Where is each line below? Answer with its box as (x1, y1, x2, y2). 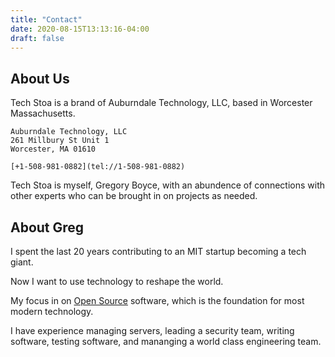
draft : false (10, 33, 65, 43)
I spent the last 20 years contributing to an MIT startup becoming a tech (10, 246, 307, 257)
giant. (10, 256, 34, 268)
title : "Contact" (10, 14, 83, 25)
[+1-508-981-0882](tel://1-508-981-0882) (10, 162, 186, 172)
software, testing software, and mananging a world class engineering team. (10, 336, 322, 347)
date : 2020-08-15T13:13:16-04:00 (10, 24, 150, 34)
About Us (10, 70, 70, 87)
